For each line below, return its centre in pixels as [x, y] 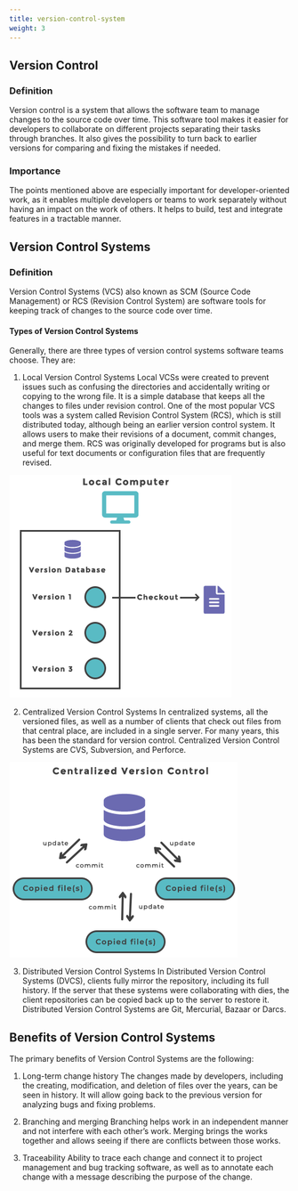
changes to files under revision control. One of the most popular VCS [149, 406]
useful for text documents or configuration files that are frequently [143, 453]
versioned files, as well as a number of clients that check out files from [152, 722]
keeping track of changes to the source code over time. [111, 311]
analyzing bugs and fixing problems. [89, 1105]
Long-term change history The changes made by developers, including [153, 1076]
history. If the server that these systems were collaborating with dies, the [156, 991]
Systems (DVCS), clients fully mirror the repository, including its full [145, 981]
